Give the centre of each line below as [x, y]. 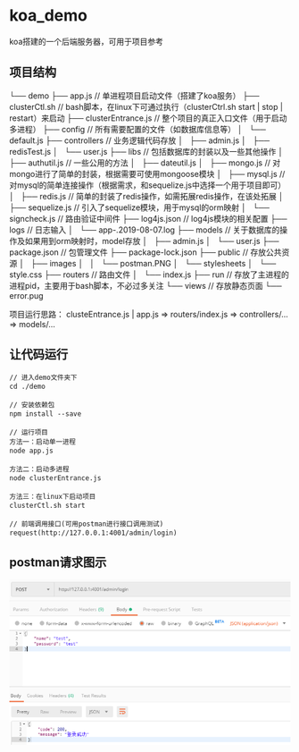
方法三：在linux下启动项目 [53, 496]
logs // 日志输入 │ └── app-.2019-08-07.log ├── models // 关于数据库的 [145, 230]
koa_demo [48, 16]
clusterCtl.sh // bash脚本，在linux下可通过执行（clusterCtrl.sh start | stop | [146, 106]
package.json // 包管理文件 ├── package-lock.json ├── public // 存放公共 [145, 252]
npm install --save [46, 414]
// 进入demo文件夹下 [43, 377]
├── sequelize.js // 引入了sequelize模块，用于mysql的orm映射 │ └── [140, 207]
